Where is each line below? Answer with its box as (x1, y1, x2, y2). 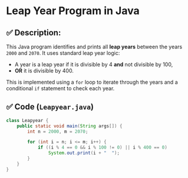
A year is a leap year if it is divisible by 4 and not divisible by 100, (14, 61, 173, 68)
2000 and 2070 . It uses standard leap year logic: (6, 50, 120, 57)
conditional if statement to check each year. (6, 85, 115, 92)
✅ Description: (6, 28, 61, 38)
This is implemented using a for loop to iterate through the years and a (6, 78, 178, 85)
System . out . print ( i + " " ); (48, 150, 120, 156)
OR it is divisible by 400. (14, 67, 74, 74)
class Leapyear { (6, 117, 49, 123)
